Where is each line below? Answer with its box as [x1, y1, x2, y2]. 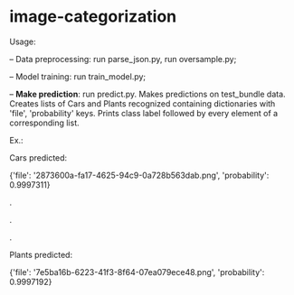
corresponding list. [9, 117, 80, 128]
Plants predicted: [9, 249, 73, 260]
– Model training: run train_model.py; [9, 70, 147, 82]
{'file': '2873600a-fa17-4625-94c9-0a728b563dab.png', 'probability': [9, 170, 270, 180]
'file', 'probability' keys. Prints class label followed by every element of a [9, 107, 279, 118]
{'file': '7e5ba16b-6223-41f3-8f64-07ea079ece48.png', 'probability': [9, 266, 265, 277]
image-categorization [9, 6, 177, 27]
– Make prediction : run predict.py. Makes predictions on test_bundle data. [9, 88, 287, 99]
